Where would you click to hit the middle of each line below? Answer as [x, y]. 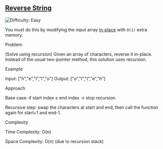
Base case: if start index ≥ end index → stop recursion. [61, 98]
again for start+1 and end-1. [33, 112]
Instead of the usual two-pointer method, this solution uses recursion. [76, 59]
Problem [14, 45]
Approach [15, 88]
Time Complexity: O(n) [28, 132]
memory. [14, 35]
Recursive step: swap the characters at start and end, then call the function [82, 107]
